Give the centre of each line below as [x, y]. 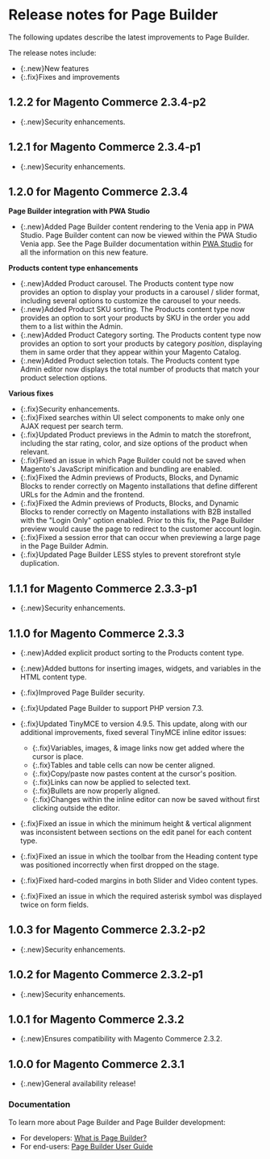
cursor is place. [58, 756]
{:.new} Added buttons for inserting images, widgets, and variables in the [141, 668]
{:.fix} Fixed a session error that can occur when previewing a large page [140, 538]
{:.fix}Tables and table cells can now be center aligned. [123, 765]
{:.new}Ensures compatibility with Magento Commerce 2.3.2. [121, 1039]
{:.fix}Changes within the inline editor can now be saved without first [146, 799]
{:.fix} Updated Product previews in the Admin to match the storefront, [135, 435]
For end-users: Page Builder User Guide [86, 1146]
